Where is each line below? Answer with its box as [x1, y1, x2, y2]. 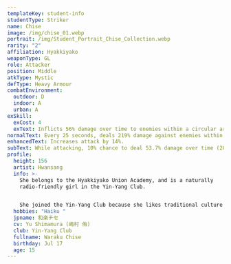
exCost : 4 [13, 119, 41, 126]
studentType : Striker [7, 17, 69, 23]
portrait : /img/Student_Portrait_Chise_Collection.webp [7, 36, 170, 43]
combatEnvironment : [7, 87, 63, 94]
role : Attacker [7, 61, 51, 68]
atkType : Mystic [7, 74, 54, 81]
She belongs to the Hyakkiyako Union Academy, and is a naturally [19, 176, 214, 183]
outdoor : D [13, 94, 45, 101]
